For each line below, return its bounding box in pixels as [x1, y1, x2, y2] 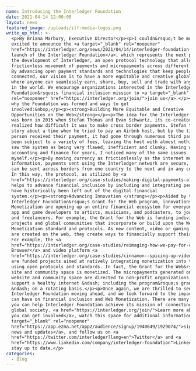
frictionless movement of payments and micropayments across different [11, 63, 190, 69]
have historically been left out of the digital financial [11, 188, 158, 193]
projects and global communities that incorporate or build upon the [11, 220, 184, 226]
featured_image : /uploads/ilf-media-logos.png [6, 25, 121, 31]
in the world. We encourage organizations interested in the [11, 85, 163, 91]
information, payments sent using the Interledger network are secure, [11, 161, 190, 167]
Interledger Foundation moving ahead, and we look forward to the [11, 291, 176, 297]
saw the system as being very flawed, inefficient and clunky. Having [11, 144, 187, 150]
